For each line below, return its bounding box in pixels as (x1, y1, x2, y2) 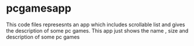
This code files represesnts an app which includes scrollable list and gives (6, 21, 186, 28)
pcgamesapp (6, 2, 72, 15)
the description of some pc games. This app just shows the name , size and (6, 27, 189, 34)
